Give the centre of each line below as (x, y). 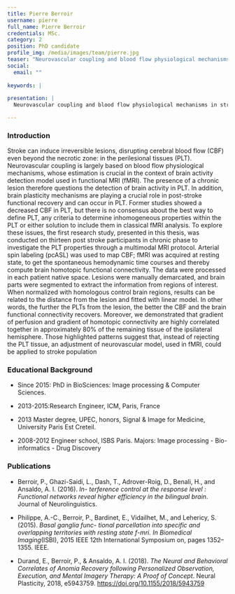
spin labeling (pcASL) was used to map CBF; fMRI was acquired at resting (113, 255)
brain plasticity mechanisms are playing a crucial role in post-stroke (105, 195)
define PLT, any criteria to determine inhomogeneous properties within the (114, 218)
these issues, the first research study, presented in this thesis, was (104, 233)
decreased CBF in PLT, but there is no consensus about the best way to (110, 210)
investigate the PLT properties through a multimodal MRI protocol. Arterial (113, 248)
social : (19, 66)
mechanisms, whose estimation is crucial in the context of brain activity (110, 173)
